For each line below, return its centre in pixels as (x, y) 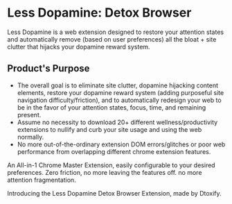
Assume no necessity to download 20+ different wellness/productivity (117, 122)
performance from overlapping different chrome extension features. (114, 151)
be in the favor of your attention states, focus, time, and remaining (111, 107)
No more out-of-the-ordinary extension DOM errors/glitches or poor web (121, 144)
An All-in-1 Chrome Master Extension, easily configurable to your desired (111, 165)
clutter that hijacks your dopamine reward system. (79, 46)
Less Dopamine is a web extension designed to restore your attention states (115, 32)
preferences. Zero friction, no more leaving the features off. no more (105, 172)
